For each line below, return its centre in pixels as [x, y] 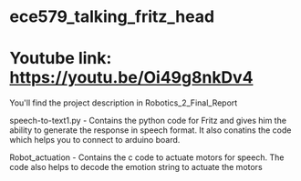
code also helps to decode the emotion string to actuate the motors [136, 167]
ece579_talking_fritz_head [112, 17]
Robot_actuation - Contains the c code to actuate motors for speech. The [147, 157]
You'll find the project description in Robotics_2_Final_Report [124, 103]
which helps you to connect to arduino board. [95, 140]
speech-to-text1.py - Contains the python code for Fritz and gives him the [148, 121]
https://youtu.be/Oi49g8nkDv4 [131, 78]
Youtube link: [61, 59]
